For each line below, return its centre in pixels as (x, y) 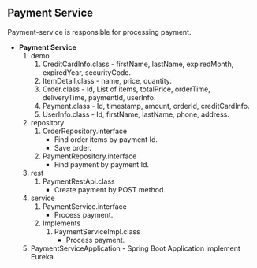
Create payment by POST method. (110, 189)
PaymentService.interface (84, 206)
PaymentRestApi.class (78, 181)
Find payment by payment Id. (101, 164)
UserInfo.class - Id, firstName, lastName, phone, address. (136, 114)
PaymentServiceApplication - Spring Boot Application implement (136, 248)
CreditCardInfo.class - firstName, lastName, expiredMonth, (138, 64)
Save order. (73, 147)
